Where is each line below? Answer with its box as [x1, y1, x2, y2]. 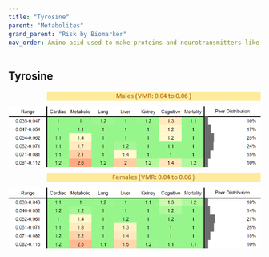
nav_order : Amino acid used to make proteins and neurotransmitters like [8, 39, 260, 47]
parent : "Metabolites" [8, 21, 84, 30]
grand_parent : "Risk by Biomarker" [8, 30, 127, 38]
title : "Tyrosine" [8, 13, 70, 21]
